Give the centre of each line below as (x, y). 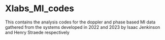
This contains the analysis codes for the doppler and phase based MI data (81, 22)
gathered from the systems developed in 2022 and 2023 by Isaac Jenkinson (82, 27)
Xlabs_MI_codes (40, 9)
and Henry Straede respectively (37, 32)
